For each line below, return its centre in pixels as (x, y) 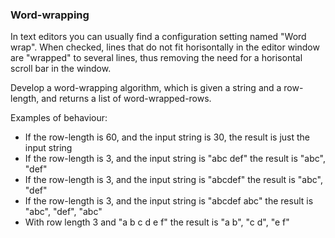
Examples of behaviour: (59, 118)
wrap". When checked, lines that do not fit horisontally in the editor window (165, 47)
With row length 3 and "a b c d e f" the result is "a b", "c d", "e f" (157, 222)
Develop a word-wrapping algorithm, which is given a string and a (146, 88)
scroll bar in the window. (61, 69)
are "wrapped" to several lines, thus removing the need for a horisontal (156, 58)
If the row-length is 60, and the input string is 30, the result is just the (167, 137)
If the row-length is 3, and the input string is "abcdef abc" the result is (169, 201)
